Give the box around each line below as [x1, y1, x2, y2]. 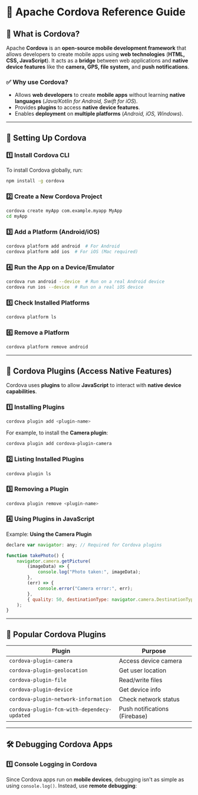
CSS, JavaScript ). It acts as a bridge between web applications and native [6, 57, 189, 64]
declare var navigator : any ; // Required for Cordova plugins [6, 542, 162, 548]
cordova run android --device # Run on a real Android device [6, 279, 165, 285]
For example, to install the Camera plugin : [6, 429, 108, 436]
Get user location [118, 666, 167, 675]
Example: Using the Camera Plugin [6, 531, 93, 538]
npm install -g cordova [6, 178, 65, 184]
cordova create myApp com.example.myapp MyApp [6, 208, 123, 214]
